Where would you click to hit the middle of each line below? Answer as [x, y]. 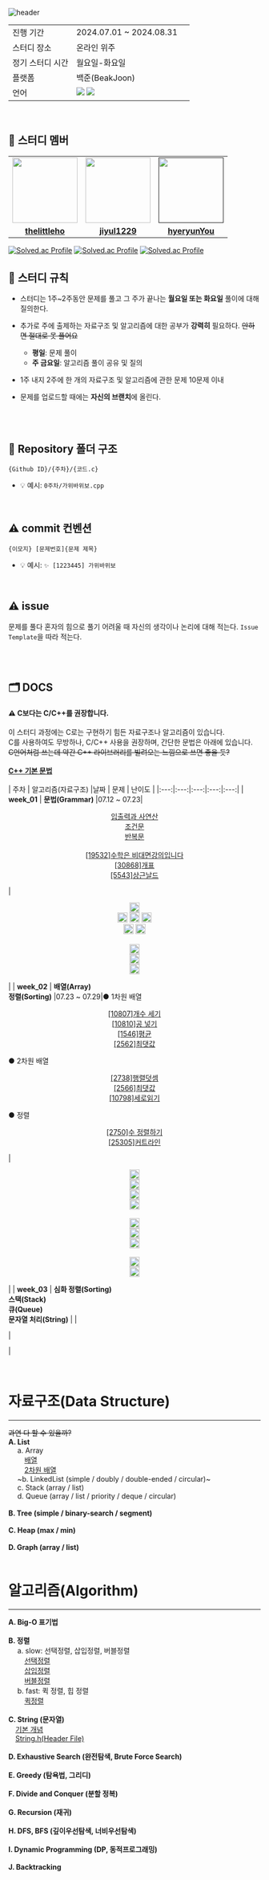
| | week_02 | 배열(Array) [50, 987]
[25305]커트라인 [134, 1142]
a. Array [30, 1450]
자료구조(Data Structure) [89, 1402]
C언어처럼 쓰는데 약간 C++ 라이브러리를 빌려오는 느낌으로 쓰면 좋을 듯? [119, 752]
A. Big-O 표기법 [33, 1622]
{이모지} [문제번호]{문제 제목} [53, 549]
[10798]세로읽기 [134, 1098]
